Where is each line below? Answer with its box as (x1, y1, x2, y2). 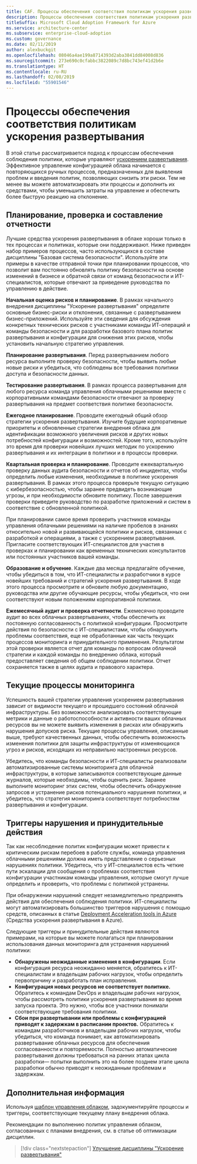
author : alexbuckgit (6, 47, 57, 53)
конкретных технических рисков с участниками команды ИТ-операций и (6, 321, 191, 328)
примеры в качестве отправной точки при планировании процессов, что (6, 260, 189, 267)
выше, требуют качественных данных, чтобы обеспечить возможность (6, 733, 186, 741)
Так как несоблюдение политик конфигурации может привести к (6, 843, 170, 850)
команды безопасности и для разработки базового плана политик (6, 327, 173, 335)
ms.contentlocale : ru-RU (6, 69, 67, 75)
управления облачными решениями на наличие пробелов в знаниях (6, 521, 178, 529)
